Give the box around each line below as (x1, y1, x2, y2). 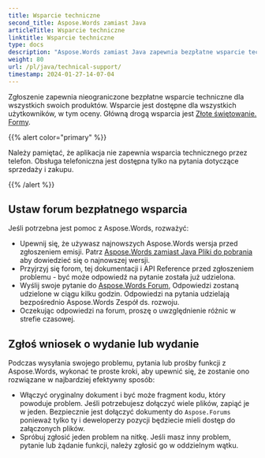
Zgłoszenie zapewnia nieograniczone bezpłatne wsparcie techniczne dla (8, 92, 244, 101)
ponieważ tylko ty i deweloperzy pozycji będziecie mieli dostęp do (19, 415, 236, 425)
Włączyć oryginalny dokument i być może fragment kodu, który (19, 390, 226, 400)
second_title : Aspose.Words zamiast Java (8, 19, 147, 27)
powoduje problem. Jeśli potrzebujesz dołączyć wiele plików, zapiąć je (19, 399, 250, 408)
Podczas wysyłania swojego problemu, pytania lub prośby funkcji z (8, 359, 226, 368)
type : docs (8, 41, 44, 49)
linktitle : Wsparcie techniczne (8, 33, 114, 42)
